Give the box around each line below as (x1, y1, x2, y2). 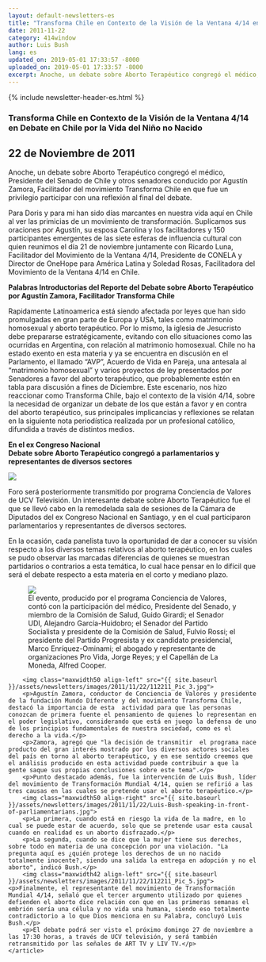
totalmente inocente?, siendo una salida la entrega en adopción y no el (8, 856, 257, 865)
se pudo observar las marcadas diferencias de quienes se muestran (8, 553, 230, 563)
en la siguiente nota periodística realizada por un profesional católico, (8, 416, 236, 425)
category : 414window (8, 33, 77, 42)
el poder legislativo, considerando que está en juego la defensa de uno (8, 718, 257, 726)
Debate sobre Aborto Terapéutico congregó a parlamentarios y (8, 448, 220, 458)
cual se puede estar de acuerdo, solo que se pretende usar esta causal (8, 822, 253, 830)
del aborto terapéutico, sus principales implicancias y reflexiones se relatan (8, 408, 255, 418)
